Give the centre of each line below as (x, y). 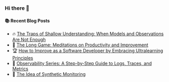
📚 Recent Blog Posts (27, 20)
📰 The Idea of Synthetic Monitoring (49, 74)
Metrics (20, 69)
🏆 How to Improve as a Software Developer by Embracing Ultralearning (88, 51)
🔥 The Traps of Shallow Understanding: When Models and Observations (88, 34)
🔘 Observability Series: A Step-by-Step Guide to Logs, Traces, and (82, 64)
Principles (23, 58)
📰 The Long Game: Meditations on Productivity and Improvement (80, 45)
